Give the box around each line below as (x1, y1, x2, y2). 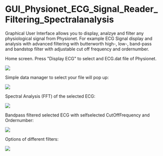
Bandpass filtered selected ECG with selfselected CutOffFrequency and (5, 112, 150, 118)
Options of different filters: (5, 136, 59, 142)
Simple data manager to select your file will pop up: (5, 74, 109, 80)
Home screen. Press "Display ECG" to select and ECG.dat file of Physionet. (5, 55, 157, 61)
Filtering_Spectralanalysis (5, 14, 114, 25)
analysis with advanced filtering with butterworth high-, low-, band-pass (5, 40, 152, 46)
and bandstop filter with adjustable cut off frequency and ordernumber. (5, 46, 149, 52)
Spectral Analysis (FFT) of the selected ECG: (5, 93, 96, 99)
